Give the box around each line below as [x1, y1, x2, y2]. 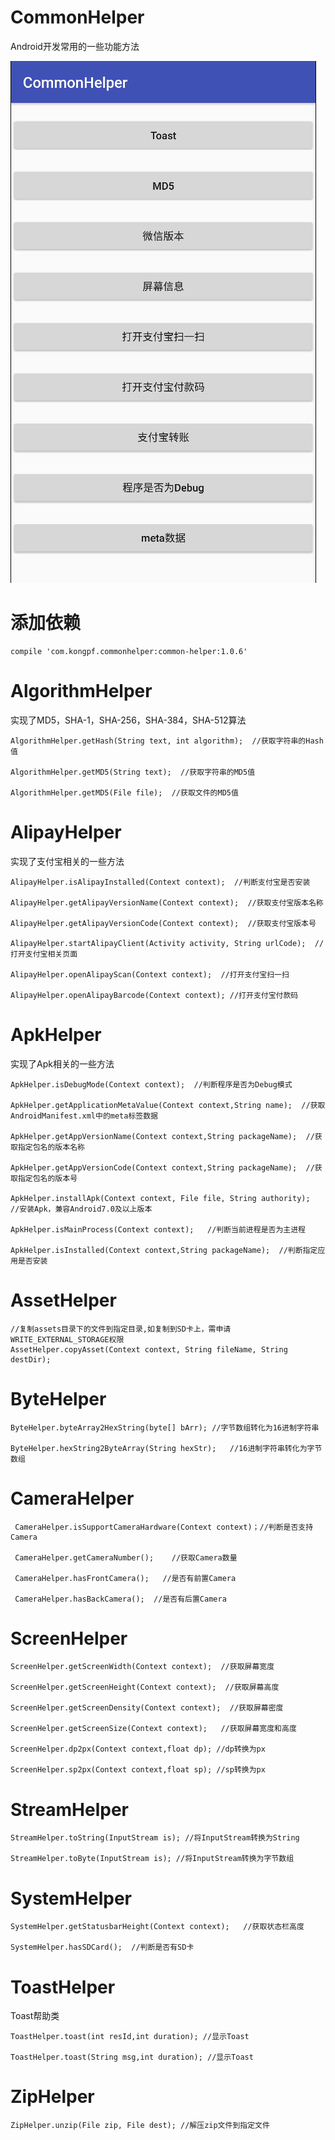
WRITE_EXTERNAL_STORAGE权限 [10, 1334, 125, 1345]
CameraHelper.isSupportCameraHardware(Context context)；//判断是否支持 [14, 1522, 314, 1532]
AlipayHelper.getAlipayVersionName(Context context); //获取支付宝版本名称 [10, 897, 324, 908]
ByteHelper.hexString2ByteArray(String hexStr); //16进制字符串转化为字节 [10, 1443, 323, 1453]
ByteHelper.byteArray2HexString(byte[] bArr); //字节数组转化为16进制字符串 [10, 1422, 320, 1433]
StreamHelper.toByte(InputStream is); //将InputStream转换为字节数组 [10, 1854, 295, 1864]
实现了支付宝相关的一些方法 [10, 855, 125, 867]
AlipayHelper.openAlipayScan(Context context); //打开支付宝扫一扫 [10, 969, 290, 980]
